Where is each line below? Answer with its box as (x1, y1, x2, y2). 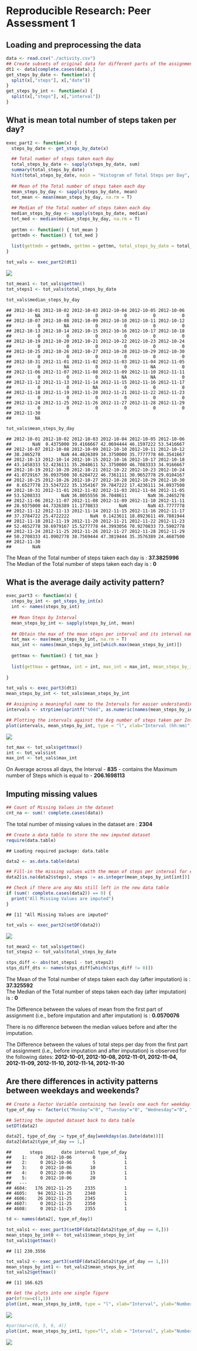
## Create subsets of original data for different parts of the (6, 60, 167, 67)
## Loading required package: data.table (6, 848, 109, 854)
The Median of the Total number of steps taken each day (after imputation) (6, 988, 186, 995)
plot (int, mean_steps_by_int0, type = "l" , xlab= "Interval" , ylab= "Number (6, 1301, 193, 1307)
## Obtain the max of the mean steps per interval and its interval (11, 631, 182, 637)
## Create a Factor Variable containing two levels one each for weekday (6, 1101, 191, 1107)
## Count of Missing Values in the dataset (6, 805, 114, 810)
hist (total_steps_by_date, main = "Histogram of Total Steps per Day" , (11, 172, 191, 178)
